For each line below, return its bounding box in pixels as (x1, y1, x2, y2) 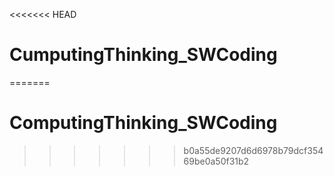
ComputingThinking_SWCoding (9, 112, 278, 134)
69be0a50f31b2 (183, 155, 250, 167)
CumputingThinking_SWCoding (9, 44, 278, 66)
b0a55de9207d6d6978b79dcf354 (183, 144, 324, 156)
